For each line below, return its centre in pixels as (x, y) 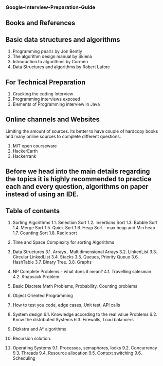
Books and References (40, 23)
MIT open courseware (35, 146)
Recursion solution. (32, 338)
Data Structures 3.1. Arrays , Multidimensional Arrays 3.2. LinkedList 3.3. (85, 252)
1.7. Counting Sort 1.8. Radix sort (45, 233)
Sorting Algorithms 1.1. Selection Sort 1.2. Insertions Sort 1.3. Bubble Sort (85, 222)
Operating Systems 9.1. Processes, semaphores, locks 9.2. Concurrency (85, 348)
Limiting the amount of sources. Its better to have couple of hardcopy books (82, 131)
